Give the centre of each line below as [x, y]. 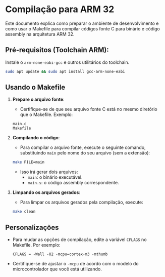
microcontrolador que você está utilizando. [57, 269]
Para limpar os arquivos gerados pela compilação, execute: [82, 202]
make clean [24, 212]
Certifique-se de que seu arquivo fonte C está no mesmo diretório [89, 109]
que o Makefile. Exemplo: [46, 114]
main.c [19, 124]
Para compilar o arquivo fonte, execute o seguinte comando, [83, 147]
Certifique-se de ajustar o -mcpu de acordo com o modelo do [75, 264]
